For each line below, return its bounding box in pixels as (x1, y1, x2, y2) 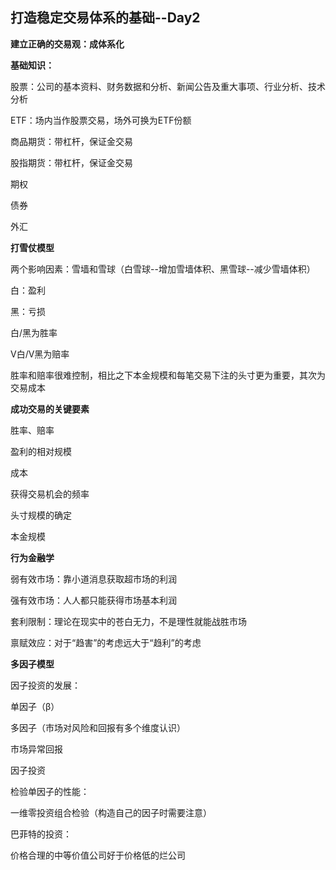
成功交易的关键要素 (10, 403, 90, 415)
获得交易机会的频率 (10, 488, 90, 500)
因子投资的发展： (10, 679, 81, 691)
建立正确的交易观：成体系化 (10, 38, 125, 50)
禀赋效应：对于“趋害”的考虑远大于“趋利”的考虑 (10, 636, 202, 648)
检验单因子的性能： (10, 785, 90, 797)
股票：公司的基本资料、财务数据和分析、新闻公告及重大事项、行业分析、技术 (10, 80, 326, 92)
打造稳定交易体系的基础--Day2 (10, 9, 201, 27)
